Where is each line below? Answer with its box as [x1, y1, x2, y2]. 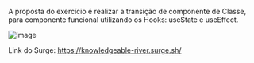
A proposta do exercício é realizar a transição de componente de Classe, [8, 7, 247, 16]
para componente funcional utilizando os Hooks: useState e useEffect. [8, 15, 239, 24]
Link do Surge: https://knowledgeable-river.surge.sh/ [8, 46, 182, 54]
